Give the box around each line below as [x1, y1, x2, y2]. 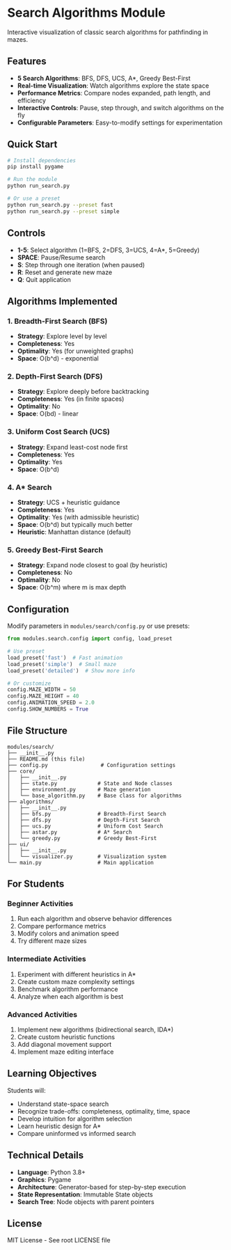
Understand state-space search [17, 1100, 109, 1108]
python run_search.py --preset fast [7, 201, 113, 208]
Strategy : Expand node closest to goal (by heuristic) [17, 561, 168, 569]
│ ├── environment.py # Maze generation [7, 786, 151, 793]
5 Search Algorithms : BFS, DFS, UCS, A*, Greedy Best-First [17, 74, 191, 82]
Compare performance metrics [17, 922, 106, 931]
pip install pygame [7, 164, 64, 171]
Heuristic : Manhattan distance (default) [17, 528, 132, 537]
